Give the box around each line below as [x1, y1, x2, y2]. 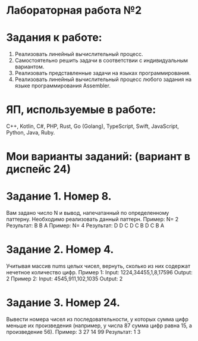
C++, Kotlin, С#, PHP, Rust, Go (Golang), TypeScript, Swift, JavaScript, [6, 123, 180, 130]
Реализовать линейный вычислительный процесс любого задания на [14, 76, 192, 83]
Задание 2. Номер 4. [6, 243, 114, 256]
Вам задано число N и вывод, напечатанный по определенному [6, 209, 169, 217]
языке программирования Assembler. [14, 82, 111, 89]
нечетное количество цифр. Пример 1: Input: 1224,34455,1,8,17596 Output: [6, 269, 193, 276]
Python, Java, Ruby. [6, 129, 55, 136]
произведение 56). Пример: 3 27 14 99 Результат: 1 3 [6, 329, 141, 336]
